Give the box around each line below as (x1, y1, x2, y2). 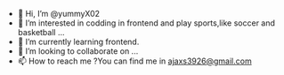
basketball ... (17, 27, 65, 37)
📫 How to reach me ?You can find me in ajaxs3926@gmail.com (17, 56, 252, 66)
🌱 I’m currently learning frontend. (17, 36, 140, 47)
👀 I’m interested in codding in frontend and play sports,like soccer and (17, 18, 276, 28)
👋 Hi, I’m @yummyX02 (17, 9, 101, 19)
